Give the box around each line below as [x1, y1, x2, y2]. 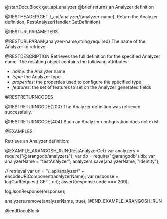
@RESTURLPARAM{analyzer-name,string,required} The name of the [5, 38, 146, 44]
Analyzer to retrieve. [5, 44, 47, 49]
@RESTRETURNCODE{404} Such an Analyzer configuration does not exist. [5, 119, 160, 124]
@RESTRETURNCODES [5, 94, 53, 100]
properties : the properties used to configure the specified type [12, 79, 141, 85]
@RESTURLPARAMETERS [5, 29, 58, 34]
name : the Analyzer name [12, 68, 66, 74]
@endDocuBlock [5, 208, 40, 214]
